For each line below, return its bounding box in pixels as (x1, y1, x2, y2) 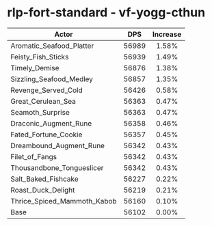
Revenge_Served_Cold (10, 85, 83, 95)
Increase (153, 29, 182, 39)
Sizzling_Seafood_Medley (10, 74, 94, 83)
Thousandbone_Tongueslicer (10, 163, 104, 172)
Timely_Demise (10, 63, 59, 72)
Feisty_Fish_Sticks (10, 52, 69, 61)
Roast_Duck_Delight (10, 185, 75, 195)
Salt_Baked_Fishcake (10, 174, 79, 184)
